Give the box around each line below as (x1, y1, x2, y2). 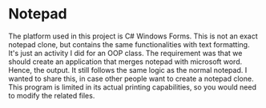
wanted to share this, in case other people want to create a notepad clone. (8, 74, 254, 83)
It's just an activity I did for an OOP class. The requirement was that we (8, 48, 243, 58)
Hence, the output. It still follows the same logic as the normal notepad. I (8, 65, 248, 74)
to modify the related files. (8, 90, 95, 100)
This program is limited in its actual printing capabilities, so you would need (8, 82, 256, 92)
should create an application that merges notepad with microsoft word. (8, 57, 243, 66)
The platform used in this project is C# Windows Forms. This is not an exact (8, 31, 258, 41)
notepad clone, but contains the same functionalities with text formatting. (8, 39, 250, 49)
